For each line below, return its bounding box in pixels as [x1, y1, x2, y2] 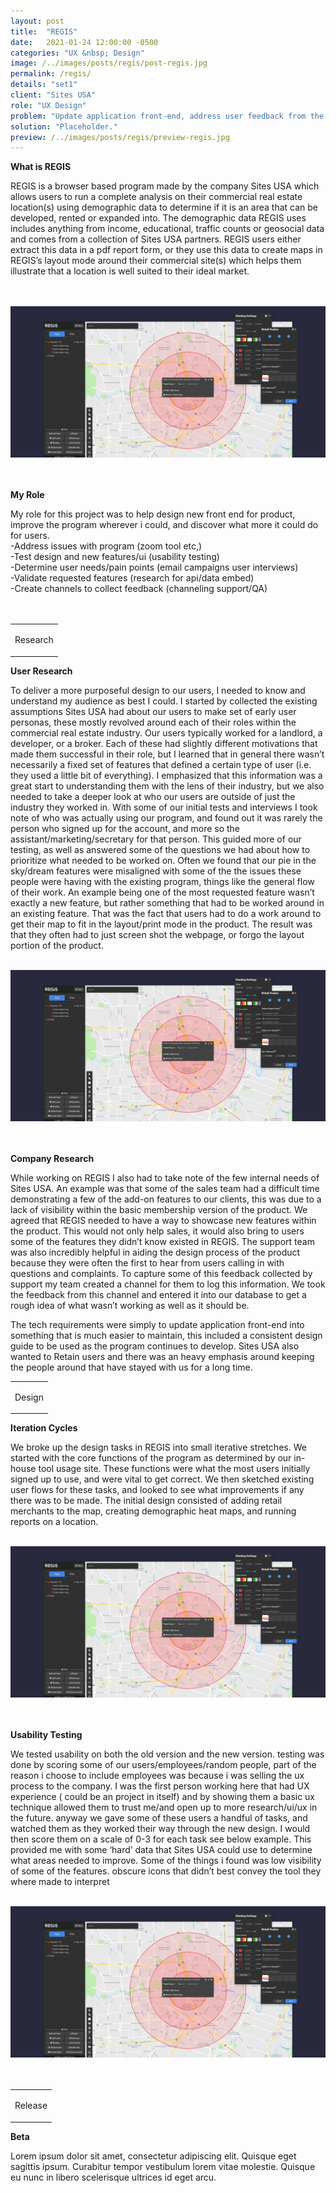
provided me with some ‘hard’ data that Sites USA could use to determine [10, 1844, 313, 1856]
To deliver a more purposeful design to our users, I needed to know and [10, 684, 306, 696]
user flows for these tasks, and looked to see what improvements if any [10, 1484, 305, 1496]
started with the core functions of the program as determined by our [10, 1452, 292, 1464]
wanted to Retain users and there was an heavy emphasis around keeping [10, 1350, 315, 1362]
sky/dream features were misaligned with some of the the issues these [10, 865, 302, 877]
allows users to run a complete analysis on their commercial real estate [10, 191, 303, 203]
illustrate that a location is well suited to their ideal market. [10, 265, 250, 277]
